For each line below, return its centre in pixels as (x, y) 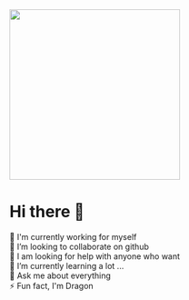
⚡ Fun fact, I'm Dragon (51, 285)
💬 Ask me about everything (60, 275)
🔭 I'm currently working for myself (73, 236)
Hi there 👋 (47, 212)
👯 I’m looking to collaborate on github (80, 246)
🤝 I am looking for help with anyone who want (94, 256)
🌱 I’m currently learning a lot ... (67, 265)
